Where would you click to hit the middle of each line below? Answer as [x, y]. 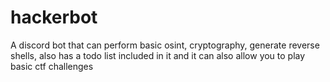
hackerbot [54, 17]
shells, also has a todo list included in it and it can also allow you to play [158, 55]
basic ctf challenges [52, 66]
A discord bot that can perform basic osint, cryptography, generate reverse [165, 45]
